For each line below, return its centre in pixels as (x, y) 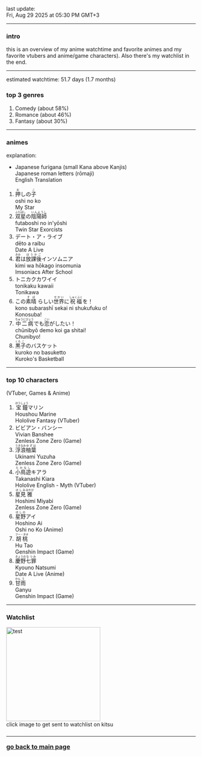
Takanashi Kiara (35, 479)
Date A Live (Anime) (40, 574)
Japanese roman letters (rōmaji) (54, 173)
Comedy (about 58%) (42, 108)
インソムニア (57, 259)
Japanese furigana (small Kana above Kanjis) (71, 167)
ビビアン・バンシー (39, 428)
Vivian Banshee (34, 434)
